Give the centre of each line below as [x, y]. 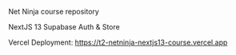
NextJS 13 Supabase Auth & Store [64, 27]
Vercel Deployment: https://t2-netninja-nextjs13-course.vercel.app [118, 42]
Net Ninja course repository [54, 12]
